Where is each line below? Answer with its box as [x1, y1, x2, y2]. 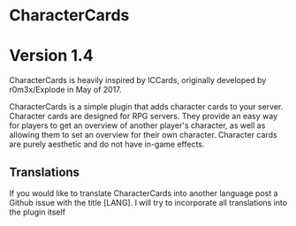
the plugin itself [9, 207, 66, 217]
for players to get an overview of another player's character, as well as [9, 120, 266, 131]
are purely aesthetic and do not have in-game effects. [9, 139, 205, 150]
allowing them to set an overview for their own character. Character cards [9, 130, 277, 140]
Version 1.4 [9, 46, 95, 66]
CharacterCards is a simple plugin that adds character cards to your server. [9, 102, 284, 112]
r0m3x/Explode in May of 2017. [9, 85, 122, 95]
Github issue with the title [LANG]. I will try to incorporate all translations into [9, 197, 288, 207]
